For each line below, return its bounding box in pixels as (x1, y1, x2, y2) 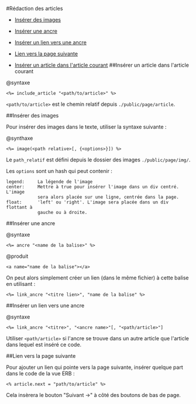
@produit (6, 253, 29, 260)
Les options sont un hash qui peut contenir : (6, 168, 113, 174)
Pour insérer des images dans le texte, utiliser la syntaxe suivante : (6, 123, 167, 130)
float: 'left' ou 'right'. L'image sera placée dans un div (6, 199, 169, 205)
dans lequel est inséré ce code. (6, 341, 82, 348)
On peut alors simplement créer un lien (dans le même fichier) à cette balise (6, 274, 189, 281)
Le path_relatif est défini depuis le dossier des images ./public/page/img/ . (6, 156, 191, 163)
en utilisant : (6, 281, 36, 287)
